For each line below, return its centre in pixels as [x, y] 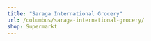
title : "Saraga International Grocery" [65, 14]
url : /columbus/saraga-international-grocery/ [76, 20]
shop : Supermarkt [32, 26]
